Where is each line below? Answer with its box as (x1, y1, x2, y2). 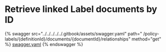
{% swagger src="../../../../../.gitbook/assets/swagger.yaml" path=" (5, 30, 142, 36)
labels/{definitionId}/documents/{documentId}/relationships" (5, 36, 131, 42)
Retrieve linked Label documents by (5, 3, 157, 15)
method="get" (131, 36, 161, 42)
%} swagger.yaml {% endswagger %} (5, 41, 84, 47)
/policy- (143, 30, 159, 36)
